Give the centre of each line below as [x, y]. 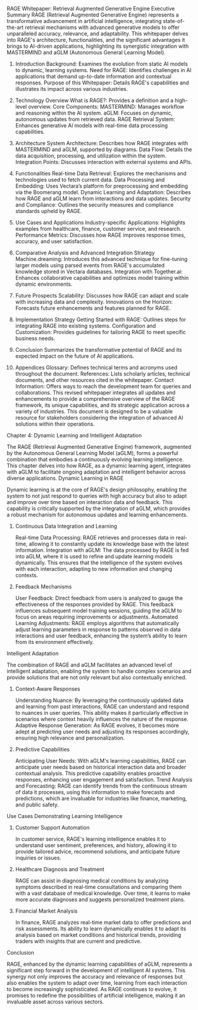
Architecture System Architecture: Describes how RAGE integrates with [101, 143]
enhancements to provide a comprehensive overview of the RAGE [95, 399]
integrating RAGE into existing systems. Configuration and [85, 326]
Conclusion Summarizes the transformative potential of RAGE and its [98, 350]
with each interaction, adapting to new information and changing [94, 569]
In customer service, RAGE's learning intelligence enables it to [91, 839]
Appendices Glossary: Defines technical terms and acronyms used [96, 367]
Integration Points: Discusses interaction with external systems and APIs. [104, 162]
